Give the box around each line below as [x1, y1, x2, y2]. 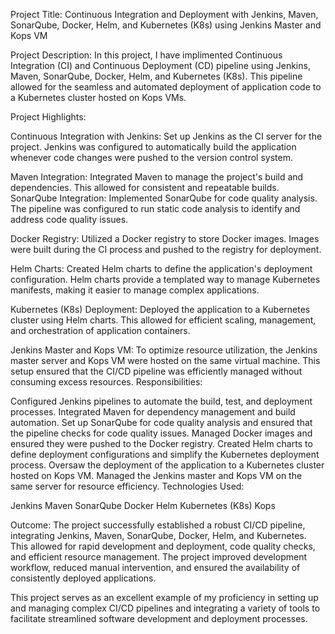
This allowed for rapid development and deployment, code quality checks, [10, 540, 316, 552]
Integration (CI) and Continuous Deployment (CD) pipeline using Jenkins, [10, 60, 311, 71]
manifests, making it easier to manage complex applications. [10, 284, 260, 296]
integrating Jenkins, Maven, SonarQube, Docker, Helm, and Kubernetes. [10, 530, 307, 541]
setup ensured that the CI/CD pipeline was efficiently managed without [10, 365, 303, 377]
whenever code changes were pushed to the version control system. [10, 152, 293, 163]
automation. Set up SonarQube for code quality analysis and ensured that [10, 417, 313, 428]
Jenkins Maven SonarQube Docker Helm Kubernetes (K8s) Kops [10, 500, 276, 511]
